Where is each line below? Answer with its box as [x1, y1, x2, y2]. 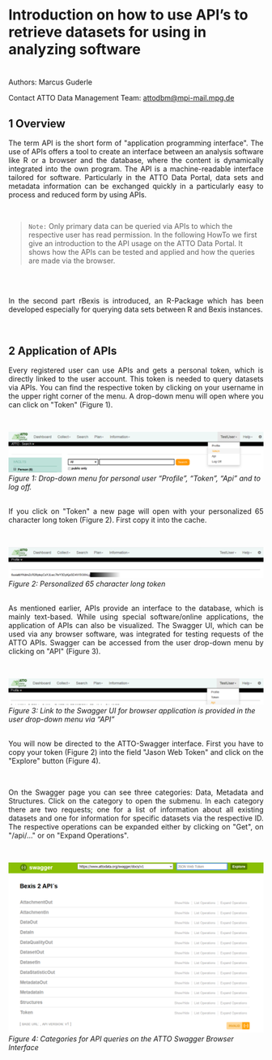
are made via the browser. [28, 256, 116, 265]
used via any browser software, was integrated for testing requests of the [8, 629, 264, 639]
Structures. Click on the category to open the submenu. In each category [8, 796, 264, 806]
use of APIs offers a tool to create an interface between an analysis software [8, 147, 264, 157]
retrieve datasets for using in [8, 23, 207, 41]
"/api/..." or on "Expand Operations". [8, 830, 130, 841]
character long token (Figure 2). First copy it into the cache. [8, 515, 207, 525]
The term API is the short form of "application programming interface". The [8, 138, 264, 148]
